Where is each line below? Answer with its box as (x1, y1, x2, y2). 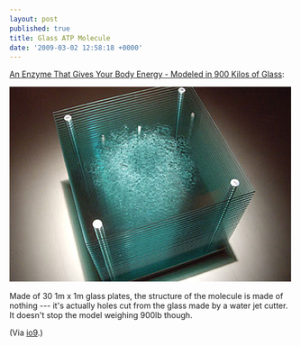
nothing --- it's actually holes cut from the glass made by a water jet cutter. (9, 300, 288, 311)
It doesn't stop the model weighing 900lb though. (9, 310, 193, 321)
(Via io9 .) (9, 327, 43, 338)
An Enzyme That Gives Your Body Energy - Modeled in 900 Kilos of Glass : (9, 68, 285, 80)
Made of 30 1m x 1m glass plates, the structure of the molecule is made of (9, 291, 284, 302)
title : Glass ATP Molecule (9, 33, 111, 42)
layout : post (9, 14, 59, 23)
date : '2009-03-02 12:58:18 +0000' (9, 43, 143, 52)
